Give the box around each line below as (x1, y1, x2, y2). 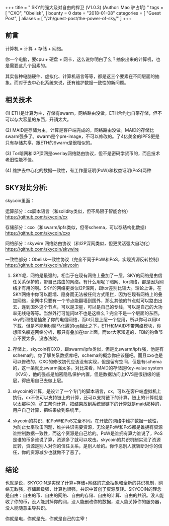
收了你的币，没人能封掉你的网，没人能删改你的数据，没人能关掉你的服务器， (5, 499, 164, 505)
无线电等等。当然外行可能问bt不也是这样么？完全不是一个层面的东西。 (17, 310, 162, 316)
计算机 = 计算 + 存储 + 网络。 (5, 45, 66, 51)
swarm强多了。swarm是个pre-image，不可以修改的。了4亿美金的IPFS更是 (5, 133, 160, 139)
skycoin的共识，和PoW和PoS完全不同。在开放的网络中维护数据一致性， (12, 418, 161, 424)
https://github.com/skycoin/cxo (5, 230, 70, 236)
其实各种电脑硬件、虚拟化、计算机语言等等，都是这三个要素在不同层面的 (5, 73, 155, 79)
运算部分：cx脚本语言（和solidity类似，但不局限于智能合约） (5, 208, 131, 214)
